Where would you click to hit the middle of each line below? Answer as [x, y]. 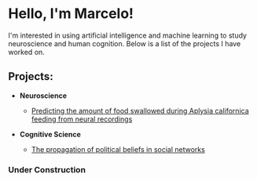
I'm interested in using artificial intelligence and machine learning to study [128, 35]
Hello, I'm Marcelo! [71, 14]
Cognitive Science [50, 134]
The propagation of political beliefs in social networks [118, 149]
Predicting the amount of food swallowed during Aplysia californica [140, 110]
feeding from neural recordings [82, 119]
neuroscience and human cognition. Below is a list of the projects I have [125, 43]
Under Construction [47, 169]
